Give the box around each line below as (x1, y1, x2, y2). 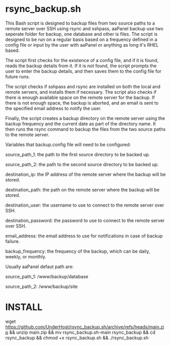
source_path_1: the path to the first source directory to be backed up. (5, 151, 151, 157)
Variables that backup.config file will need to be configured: (5, 141, 131, 148)
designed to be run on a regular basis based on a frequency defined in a (5, 36, 157, 43)
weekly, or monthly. (5, 253, 47, 259)
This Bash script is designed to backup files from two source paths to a (5, 20, 155, 26)
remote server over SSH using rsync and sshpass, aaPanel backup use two (5, 25, 163, 31)
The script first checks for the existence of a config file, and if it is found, (5, 57, 159, 63)
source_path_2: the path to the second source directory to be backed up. (5, 161, 159, 167)
